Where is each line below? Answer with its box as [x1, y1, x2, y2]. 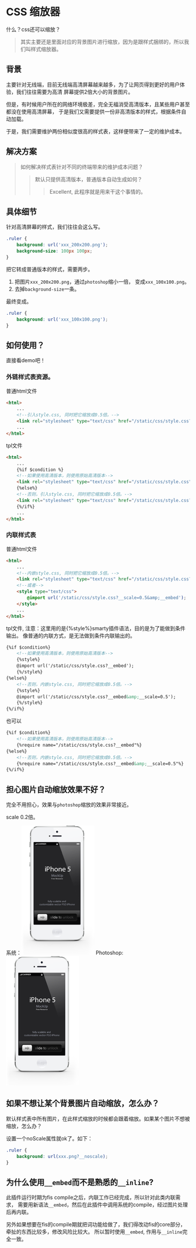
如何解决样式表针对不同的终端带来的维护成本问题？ [20, 163, 143, 170]
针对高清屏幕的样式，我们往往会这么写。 [6, 224, 103, 231]
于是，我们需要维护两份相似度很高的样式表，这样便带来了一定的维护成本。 [6, 128, 185, 135]
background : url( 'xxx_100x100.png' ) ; [16, 317, 108, 322]
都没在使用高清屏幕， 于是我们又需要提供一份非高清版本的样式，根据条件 [6, 108, 181, 115]
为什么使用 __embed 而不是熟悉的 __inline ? [6, 1177, 153, 1187]
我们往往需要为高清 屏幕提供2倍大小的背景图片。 [16, 88, 134, 95]
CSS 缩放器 [6, 5, 61, 19]
